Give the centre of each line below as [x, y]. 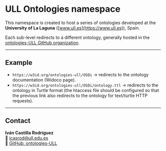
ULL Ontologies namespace [63, 9]
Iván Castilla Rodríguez [29, 133]
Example [19, 63]
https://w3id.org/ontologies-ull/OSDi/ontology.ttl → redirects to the [85, 85]
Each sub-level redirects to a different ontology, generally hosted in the [77, 37]
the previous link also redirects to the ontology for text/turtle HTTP [80, 95]
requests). [23, 101]
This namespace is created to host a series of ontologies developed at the [81, 23]
